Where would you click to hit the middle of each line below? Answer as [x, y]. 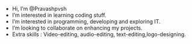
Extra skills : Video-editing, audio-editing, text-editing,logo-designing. [99, 34]
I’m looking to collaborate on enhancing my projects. [77, 28]
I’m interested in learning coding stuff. [59, 15]
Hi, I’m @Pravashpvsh [39, 9]
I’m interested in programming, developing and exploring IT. [86, 21]
